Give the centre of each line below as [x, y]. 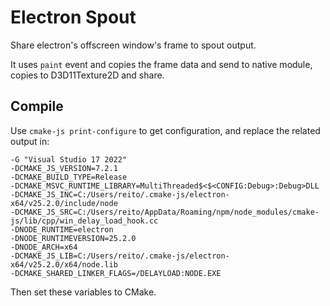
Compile [37, 106]
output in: [30, 141]
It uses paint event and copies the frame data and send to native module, [161, 64]
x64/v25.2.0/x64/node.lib [64, 264]
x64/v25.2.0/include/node [64, 203]
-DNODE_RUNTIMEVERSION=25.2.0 [73, 238]
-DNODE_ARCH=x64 [44, 247]
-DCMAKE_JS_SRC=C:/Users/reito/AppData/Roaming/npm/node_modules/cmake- [165, 212]
